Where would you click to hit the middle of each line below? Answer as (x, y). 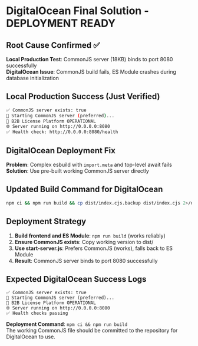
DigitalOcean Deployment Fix (61, 151)
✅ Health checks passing (37, 314)
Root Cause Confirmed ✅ (53, 45)
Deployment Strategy (46, 221)
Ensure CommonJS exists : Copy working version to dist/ (84, 242)
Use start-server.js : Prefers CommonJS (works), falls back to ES (93, 248)
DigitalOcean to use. (31, 337)
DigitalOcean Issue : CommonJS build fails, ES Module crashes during (91, 72)
